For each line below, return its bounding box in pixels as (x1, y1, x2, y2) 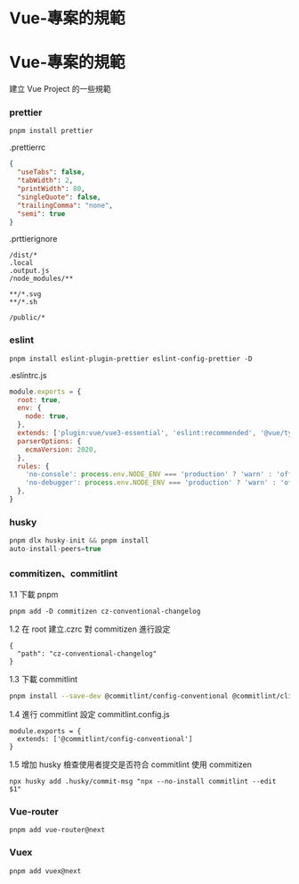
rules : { (17, 461, 50, 471)
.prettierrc (9, 142, 46, 153)
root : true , (17, 395, 62, 404)
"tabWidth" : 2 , (17, 176, 74, 186)
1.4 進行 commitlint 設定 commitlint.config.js (9, 709, 171, 720)
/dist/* (9, 251, 38, 260)
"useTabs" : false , (17, 168, 86, 177)
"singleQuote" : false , (17, 193, 101, 202)
